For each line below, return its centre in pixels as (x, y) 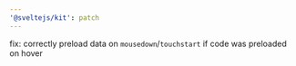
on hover (26, 53)
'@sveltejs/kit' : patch (55, 18)
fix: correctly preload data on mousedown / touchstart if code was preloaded (148, 43)
